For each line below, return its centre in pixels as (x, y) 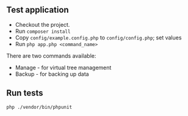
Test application (38, 10)
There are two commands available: (51, 56)
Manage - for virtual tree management (63, 67)
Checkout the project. (42, 24)
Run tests (25, 93)
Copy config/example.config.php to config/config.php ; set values (98, 37)
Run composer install (43, 31)
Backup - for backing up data (52, 74)
